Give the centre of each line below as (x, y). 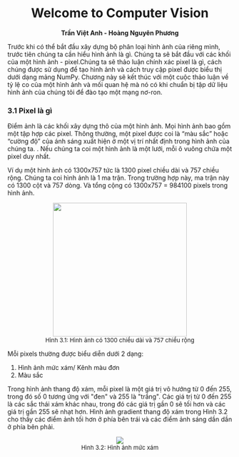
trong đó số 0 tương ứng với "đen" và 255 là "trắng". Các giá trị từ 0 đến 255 (119, 396)
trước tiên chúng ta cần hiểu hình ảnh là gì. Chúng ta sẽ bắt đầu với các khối (119, 54)
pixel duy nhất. (29, 156)
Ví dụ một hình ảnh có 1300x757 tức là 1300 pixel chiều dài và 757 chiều (113, 170)
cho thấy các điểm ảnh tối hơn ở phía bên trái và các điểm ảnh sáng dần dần (120, 419)
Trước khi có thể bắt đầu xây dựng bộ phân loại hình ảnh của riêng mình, (114, 46)
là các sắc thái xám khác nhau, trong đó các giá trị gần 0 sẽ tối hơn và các (117, 404)
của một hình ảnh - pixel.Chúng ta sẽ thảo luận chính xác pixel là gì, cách (115, 61)
